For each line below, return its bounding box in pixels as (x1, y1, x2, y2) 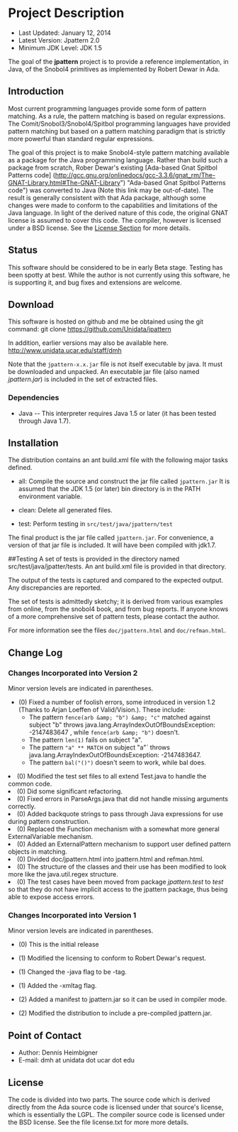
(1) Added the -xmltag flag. (18, 982, 97, 990)
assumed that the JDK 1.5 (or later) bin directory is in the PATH (18, 485, 201, 493)
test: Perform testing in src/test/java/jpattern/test (18, 520, 173, 528)
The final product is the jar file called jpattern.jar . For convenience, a (8, 534, 214, 542)
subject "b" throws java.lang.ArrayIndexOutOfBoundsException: (28, 720, 215, 729)
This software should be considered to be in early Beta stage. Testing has (8, 263, 223, 271)
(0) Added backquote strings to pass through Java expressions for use (17, 810, 224, 818)
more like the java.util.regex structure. (8, 870, 119, 879)
